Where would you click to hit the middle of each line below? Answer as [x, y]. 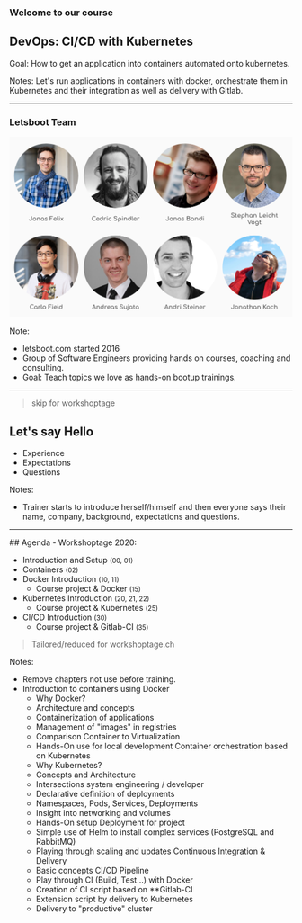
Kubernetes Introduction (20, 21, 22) [86, 598]
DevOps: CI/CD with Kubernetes [101, 42]
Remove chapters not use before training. [99, 679]
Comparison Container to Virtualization [108, 737]
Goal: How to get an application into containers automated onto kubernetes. [150, 63]
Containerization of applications [95, 718]
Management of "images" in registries [106, 727]
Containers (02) [50, 569]
